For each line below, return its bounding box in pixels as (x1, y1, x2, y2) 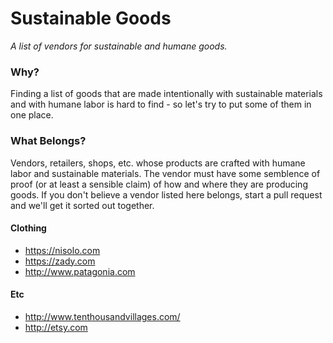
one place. (10, 109, 54, 121)
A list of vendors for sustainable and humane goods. (10, 40, 228, 52)
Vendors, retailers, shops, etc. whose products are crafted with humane (10, 157, 306, 169)
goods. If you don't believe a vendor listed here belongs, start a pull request (10, 188, 323, 201)
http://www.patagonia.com (24, 265, 136, 277)
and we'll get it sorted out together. (10, 199, 155, 211)
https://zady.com (24, 255, 96, 267)
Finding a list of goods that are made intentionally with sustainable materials (10, 88, 323, 100)
